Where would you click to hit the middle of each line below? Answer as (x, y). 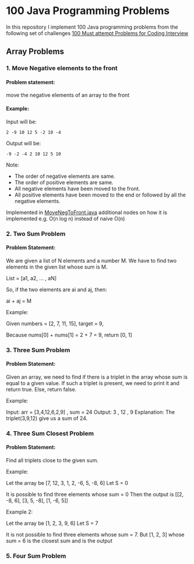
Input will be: (21, 122)
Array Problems (35, 52)
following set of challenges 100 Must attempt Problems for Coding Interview (97, 33)
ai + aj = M (19, 301)
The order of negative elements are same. (65, 176)
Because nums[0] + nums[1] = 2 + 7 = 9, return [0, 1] (69, 335)
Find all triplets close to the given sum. (52, 460)
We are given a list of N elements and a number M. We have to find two (91, 260)
